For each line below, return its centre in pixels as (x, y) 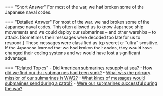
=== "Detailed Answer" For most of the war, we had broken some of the (77, 22)
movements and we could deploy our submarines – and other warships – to (81, 32)
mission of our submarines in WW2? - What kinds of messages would (75, 78)
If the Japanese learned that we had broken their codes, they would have (79, 48)
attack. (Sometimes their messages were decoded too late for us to (73, 37)
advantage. (16, 58)
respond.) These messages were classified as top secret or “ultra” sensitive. (82, 43)
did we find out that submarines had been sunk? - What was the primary (78, 73)
